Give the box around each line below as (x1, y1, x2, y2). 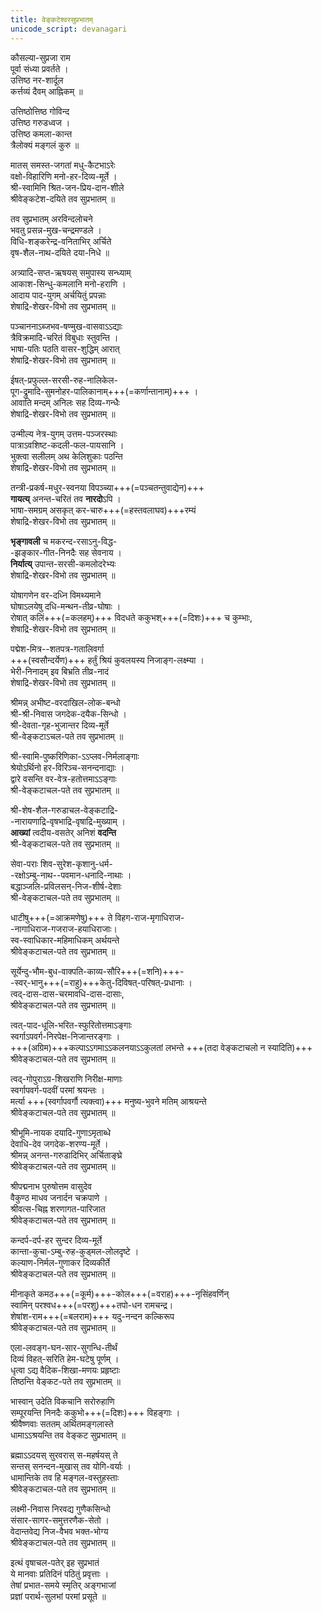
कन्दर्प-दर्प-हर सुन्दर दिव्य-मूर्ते (10, 1234, 103, 1246)
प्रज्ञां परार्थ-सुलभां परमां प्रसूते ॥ (10, 1590, 107, 1602)
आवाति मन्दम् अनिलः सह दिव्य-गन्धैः (10, 396, 120, 408)
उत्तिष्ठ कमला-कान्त (10, 127, 73, 140)
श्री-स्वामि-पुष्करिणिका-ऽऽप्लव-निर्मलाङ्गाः (10, 750, 140, 762)
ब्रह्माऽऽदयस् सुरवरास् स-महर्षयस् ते (10, 1449, 118, 1461)
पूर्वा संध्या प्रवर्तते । (10, 62, 69, 75)
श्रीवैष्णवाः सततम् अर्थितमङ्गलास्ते (10, 1417, 114, 1430)
